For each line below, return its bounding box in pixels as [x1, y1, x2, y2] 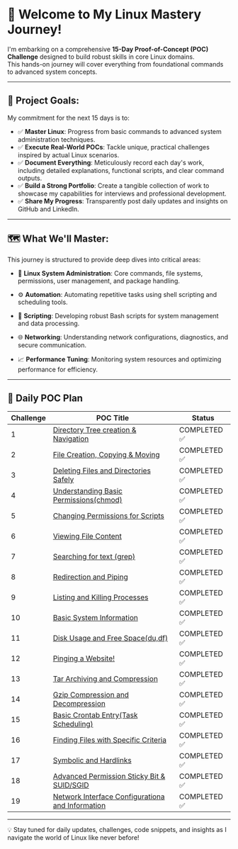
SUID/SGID [52, 780, 90, 790]
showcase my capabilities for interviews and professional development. [17, 189, 227, 198]
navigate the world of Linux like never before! [7, 833, 140, 842]
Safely [52, 475, 74, 485]
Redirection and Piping [52, 572, 129, 582]
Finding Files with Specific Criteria [52, 735, 166, 745]
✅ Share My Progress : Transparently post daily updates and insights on [17, 196, 228, 205]
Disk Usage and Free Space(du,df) [52, 634, 169, 643]
